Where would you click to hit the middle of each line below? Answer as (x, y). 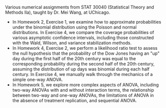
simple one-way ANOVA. (37, 79)
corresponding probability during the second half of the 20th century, (83, 64)
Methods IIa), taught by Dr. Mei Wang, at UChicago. (58, 12)
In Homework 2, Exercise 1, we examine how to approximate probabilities (87, 22)
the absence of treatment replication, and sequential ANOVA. (75, 100)
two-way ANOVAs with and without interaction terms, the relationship (83, 90)
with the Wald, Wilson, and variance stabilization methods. (72, 43)
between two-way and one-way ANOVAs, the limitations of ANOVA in (83, 95)
